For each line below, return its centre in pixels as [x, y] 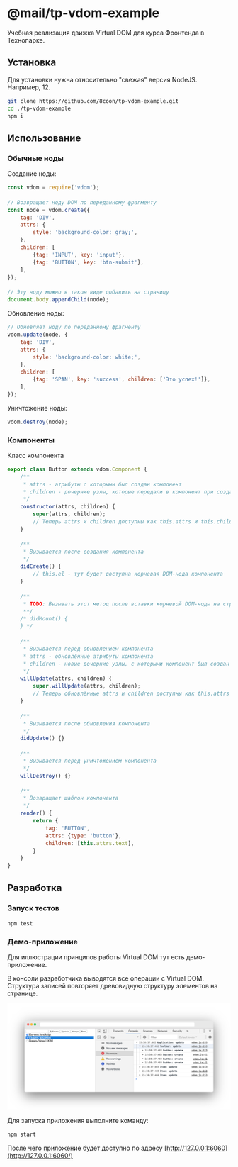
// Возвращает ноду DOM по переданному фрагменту [82, 202]
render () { [36, 813]
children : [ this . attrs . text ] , [90, 843]
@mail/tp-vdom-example [84, 13]
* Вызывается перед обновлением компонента [88, 649]
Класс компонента [36, 455]
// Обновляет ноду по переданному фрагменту [74, 328]
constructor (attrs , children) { [68, 507]
